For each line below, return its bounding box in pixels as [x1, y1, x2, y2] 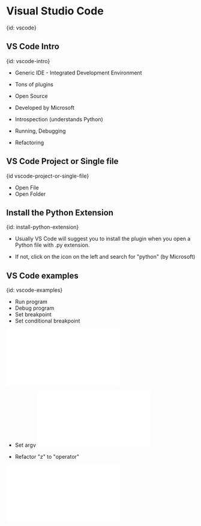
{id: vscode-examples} [6, 286, 63, 294]
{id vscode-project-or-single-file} [6, 172, 89, 180]
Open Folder [14, 190, 46, 198]
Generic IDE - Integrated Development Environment [14, 69, 142, 76]
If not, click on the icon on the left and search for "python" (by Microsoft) [14, 253, 196, 261]
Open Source [14, 92, 48, 100]
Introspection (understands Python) [14, 115, 103, 122]
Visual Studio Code [6, 4, 104, 18]
